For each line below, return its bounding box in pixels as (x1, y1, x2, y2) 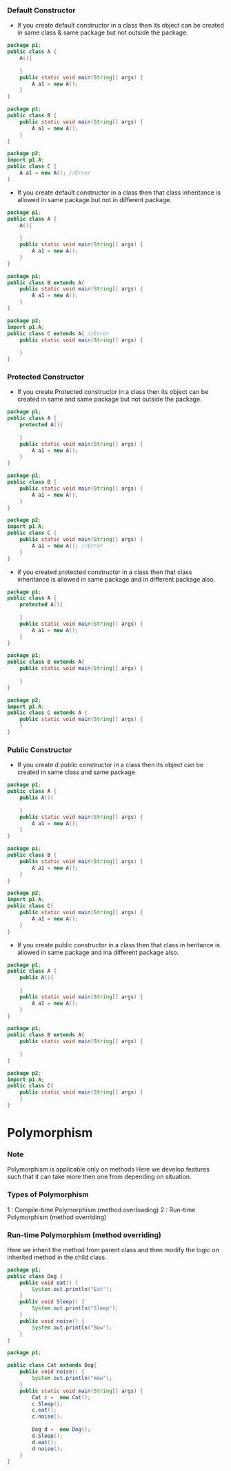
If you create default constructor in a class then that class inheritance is (17, 188, 221, 197)
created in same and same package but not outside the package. (17, 395, 202, 404)
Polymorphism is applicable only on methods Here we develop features (7, 1165, 210, 1174)
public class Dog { (7, 1272, 63, 1280)
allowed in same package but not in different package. (17, 195, 172, 204)
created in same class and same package (17, 768, 136, 776)
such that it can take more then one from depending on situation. (7, 1172, 192, 1181)
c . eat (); (32, 1407, 57, 1414)
